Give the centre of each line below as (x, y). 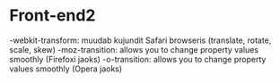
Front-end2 (52, 16)
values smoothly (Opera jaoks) (66, 69)
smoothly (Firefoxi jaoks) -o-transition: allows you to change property (138, 59)
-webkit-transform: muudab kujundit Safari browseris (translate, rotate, (140, 40)
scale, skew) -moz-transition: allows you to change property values (134, 49)
